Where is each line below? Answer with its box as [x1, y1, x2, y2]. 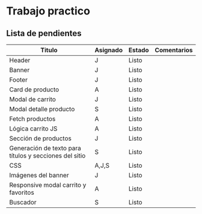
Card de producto [9, 85, 60, 94]
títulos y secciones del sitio [9, 151, 86, 160]
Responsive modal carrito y [9, 181, 87, 189]
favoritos [9, 188, 34, 197]
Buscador [9, 198, 37, 206]
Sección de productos [9, 134, 72, 142]
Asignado [94, 46, 123, 54]
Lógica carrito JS [9, 124, 58, 133]
